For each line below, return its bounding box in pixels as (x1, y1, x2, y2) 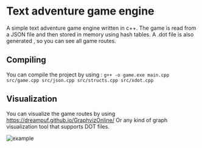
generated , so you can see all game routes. (6, 37, 117, 44)
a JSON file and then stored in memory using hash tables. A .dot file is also (6, 30, 194, 38)
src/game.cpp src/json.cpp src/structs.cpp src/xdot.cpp (6, 77, 154, 83)
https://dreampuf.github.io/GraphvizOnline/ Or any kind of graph (6, 116, 168, 124)
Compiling (6, 55, 47, 65)
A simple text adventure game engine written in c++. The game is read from (6, 24, 197, 32)
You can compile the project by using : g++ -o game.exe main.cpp (6, 71, 170, 78)
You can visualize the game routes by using (6, 110, 116, 117)
